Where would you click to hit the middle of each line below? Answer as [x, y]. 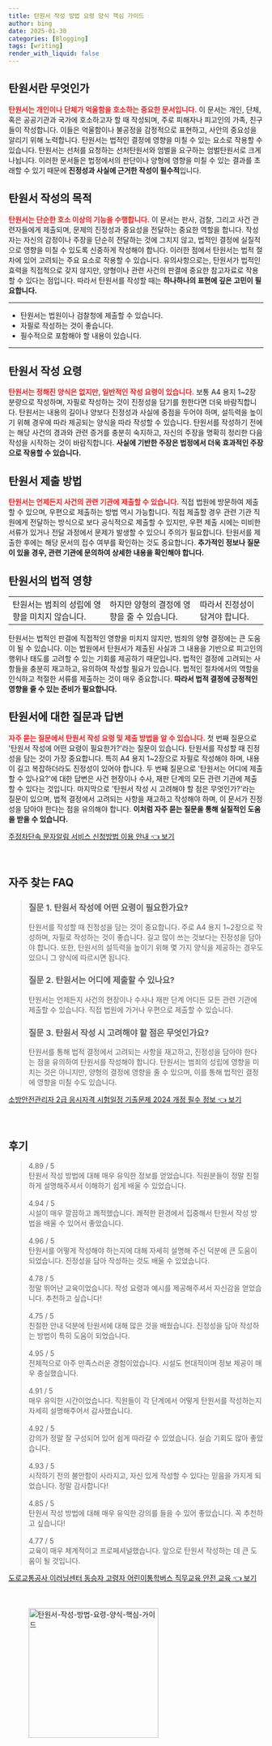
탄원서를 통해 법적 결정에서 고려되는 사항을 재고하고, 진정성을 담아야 [135, 1052]
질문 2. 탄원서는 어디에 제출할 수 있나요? [102, 980]
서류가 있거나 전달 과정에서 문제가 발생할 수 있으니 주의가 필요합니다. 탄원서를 [130, 533]
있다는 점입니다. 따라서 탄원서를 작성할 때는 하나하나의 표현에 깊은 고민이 [139, 280]
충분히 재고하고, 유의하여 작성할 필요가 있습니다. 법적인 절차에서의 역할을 [144, 669]
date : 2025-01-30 [38, 31]
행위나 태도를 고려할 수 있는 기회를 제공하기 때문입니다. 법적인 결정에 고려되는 [130, 659]
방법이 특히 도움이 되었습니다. [83, 1336]
